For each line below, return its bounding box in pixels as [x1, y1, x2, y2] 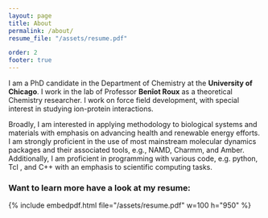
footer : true [8, 56, 52, 64]
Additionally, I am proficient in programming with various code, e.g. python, [8, 154, 258, 163]
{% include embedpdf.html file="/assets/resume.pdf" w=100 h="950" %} [8, 200, 252, 210]
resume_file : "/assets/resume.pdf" [8, 34, 128, 43]
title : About [8, 19, 52, 27]
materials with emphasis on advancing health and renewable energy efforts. [8, 128, 260, 138]
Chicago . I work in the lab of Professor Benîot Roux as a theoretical [8, 87, 233, 97]
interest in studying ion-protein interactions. [8, 104, 155, 113]
